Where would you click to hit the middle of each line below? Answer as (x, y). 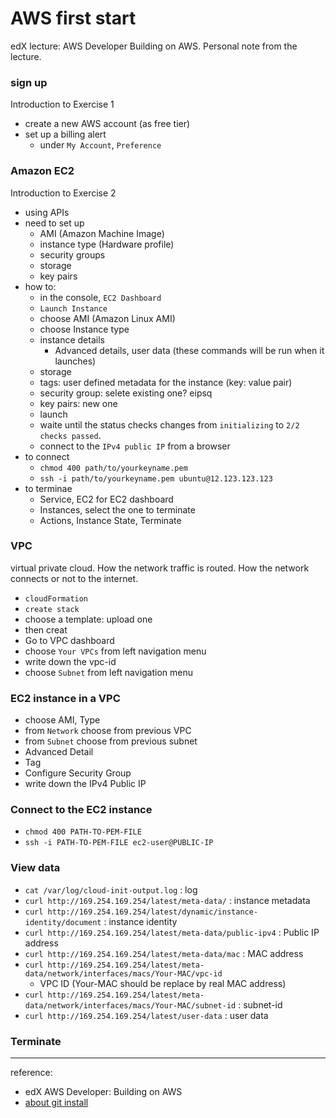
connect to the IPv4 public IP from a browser (135, 446)
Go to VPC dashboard (69, 640)
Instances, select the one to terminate (117, 509)
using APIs (47, 212)
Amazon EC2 (42, 171)
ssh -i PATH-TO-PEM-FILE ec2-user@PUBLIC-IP (119, 843)
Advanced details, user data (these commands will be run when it (189, 350)
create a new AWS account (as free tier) (107, 124)
